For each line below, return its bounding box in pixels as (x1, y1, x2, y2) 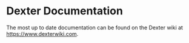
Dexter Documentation (6, 4, 123, 18)
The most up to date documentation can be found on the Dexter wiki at (6, 24, 184, 31)
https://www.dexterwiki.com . (6, 30, 79, 37)
